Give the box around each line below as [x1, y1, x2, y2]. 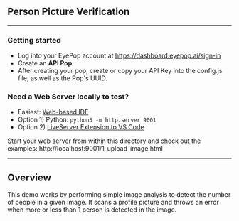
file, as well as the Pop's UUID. [17, 74, 108, 82]
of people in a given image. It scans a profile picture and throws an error [7, 198, 219, 207]
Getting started [7, 35, 62, 45]
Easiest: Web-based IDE [17, 108, 89, 117]
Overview [7, 171, 52, 183]
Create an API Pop [17, 59, 73, 68]
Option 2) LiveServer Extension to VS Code [17, 123, 144, 131]
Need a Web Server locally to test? [7, 92, 129, 102]
